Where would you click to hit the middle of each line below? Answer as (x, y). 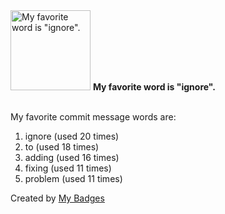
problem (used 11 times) (73, 178)
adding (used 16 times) (72, 157)
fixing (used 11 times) (68, 168)
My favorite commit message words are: (93, 117)
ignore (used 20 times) (72, 136)
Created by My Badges (57, 198)
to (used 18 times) (62, 147)
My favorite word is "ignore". (154, 87)
